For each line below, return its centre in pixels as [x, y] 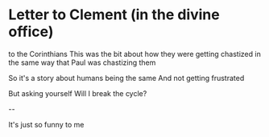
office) [31, 32]
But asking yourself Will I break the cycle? [78, 93]
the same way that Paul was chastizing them [82, 62]
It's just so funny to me [46, 124]
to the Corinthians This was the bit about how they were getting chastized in [135, 54]
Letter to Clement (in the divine [114, 15]
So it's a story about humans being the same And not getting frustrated [126, 78]
